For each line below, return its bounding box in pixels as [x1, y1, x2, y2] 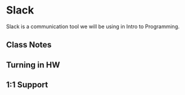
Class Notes [6, 40, 52, 50]
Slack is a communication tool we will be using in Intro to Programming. [6, 23, 180, 30]
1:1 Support [6, 80, 48, 90]
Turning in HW [6, 60, 60, 70]
